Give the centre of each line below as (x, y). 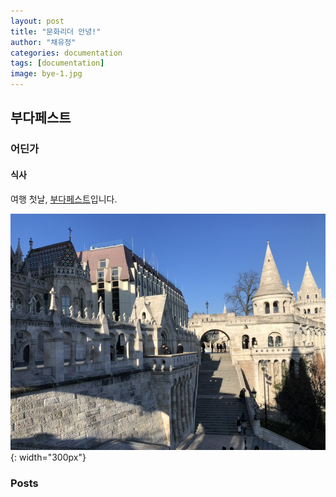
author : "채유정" (43, 42)
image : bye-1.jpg (46, 74)
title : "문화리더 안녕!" (56, 31)
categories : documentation (66, 53)
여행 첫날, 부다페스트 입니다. (64, 199)
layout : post (37, 21)
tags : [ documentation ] (57, 63)
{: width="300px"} (48, 457)
